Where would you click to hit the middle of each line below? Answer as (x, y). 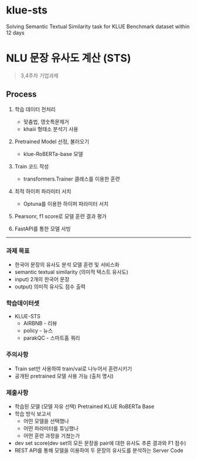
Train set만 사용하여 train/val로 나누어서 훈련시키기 (73, 368)
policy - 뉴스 (38, 331)
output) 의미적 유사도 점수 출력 (50, 286)
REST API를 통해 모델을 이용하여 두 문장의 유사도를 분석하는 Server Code (99, 450)
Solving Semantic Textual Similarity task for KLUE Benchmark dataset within (98, 26)
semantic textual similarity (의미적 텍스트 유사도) (72, 272)
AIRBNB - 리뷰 (40, 324)
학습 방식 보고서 (33, 413)
